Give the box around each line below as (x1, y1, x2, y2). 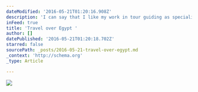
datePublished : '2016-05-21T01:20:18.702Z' (6, 36, 115, 42)
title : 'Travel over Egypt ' (6, 25, 78, 31)
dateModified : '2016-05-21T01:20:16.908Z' (6, 8, 112, 15)
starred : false (6, 42, 44, 48)
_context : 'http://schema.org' (6, 52, 83, 58)
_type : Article (6, 58, 44, 64)
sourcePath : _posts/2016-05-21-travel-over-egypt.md (6, 47, 138, 53)
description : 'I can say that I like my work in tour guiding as (6, 14, 170, 20)
